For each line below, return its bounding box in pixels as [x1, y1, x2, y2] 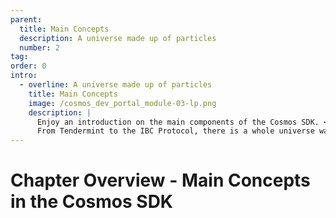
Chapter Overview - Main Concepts [10, 169, 311, 192]
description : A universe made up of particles [19, 33, 217, 43]
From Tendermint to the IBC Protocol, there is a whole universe [36, 126, 315, 136]
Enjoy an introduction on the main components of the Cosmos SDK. [36, 117, 320, 127]
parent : [10, 14, 43, 25]
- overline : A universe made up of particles [19, 80, 213, 90]
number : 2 [19, 42, 60, 53]
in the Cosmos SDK [10, 191, 174, 213]
